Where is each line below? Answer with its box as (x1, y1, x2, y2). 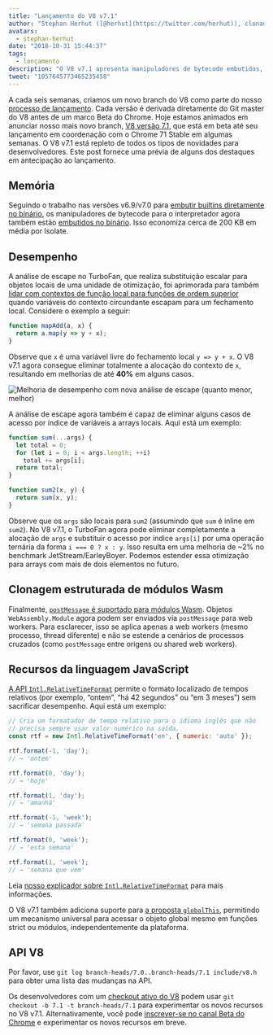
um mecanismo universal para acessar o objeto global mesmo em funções (8, 913, 258, 924)
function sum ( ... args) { (8, 433, 93, 442)
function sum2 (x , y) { (8, 486, 85, 495)
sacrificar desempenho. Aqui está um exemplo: (8, 701, 167, 711)
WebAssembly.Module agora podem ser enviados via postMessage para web (8, 613, 253, 622)
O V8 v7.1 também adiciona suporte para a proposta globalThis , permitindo (8, 905, 260, 915)
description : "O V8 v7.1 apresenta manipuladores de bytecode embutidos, (8, 65, 264, 73)
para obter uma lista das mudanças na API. (8, 976, 153, 985)
